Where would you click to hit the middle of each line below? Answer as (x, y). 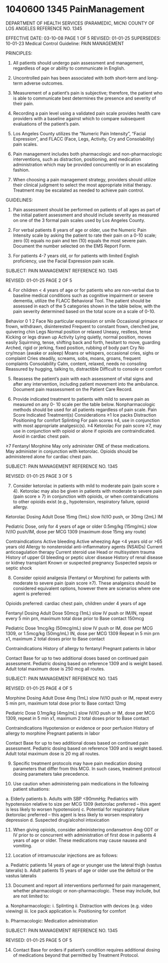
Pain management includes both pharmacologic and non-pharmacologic (87, 154)
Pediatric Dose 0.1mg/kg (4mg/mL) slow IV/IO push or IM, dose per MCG (80, 713)
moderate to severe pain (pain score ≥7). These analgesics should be (84, 583)
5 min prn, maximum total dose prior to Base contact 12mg (66, 703)
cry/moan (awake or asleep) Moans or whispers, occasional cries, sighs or (82, 353)
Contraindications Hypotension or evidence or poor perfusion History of (80, 728)
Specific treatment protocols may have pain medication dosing (77, 763)
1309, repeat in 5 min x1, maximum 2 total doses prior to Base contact (77, 718)
